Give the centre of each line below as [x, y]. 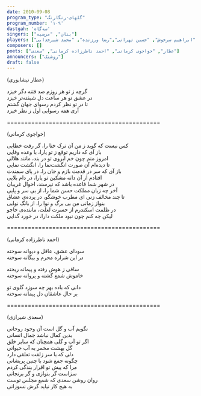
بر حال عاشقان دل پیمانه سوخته [42, 294]
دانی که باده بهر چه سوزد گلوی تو [44, 287]
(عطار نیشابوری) [26, 80]
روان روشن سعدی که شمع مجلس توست [52, 380]
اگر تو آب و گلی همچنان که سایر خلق [48, 341]
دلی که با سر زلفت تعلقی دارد [40, 354]
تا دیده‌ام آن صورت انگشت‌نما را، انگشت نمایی [58, 165]
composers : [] [25, 46]
